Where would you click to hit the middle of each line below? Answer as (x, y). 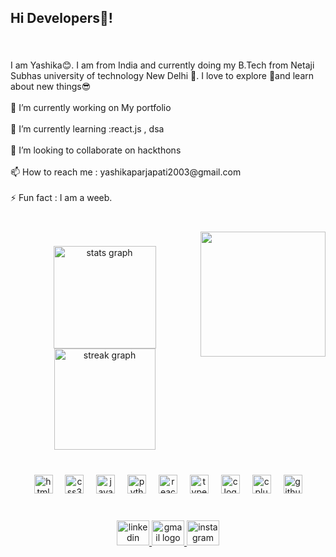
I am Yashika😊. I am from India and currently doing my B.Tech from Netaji (162, 65)
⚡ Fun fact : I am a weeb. (61, 198)
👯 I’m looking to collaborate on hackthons (96, 150)
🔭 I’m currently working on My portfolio (91, 108)
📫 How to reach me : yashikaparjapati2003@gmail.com (126, 172)
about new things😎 (51, 87)
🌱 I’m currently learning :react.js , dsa (87, 129)
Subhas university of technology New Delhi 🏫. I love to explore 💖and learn (162, 76)
